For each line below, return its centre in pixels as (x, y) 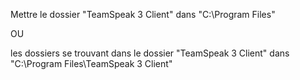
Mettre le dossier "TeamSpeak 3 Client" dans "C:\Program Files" (143, 14)
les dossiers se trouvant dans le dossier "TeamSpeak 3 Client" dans (150, 53)
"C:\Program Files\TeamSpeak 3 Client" (91, 63)
